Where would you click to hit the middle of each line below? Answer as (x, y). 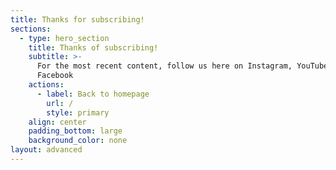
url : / (60, 103)
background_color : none (78, 141)
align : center (57, 122)
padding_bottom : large (75, 131)
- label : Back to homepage (93, 94)
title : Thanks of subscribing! (93, 47)
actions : (46, 85)
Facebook (55, 76)
